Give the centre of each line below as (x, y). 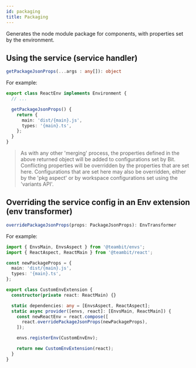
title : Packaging (27, 17)
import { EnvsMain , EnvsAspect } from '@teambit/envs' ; (75, 247)
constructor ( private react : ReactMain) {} (64, 295)
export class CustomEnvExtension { (49, 290)
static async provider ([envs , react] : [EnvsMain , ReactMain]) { (91, 311)
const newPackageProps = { (39, 263)
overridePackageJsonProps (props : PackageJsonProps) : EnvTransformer (91, 225)
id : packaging (23, 11)
